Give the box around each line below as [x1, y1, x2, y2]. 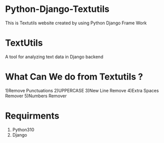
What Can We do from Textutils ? [5, 71, 143, 82]
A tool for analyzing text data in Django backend [5, 54, 104, 60]
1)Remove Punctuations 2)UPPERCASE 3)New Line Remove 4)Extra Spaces [5, 87, 159, 93]
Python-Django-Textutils [5, 3, 110, 15]
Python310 [12, 127, 35, 133]
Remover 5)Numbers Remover [5, 93, 67, 99]
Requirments [5, 110, 59, 121]
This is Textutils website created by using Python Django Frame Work [5, 20, 147, 26]
